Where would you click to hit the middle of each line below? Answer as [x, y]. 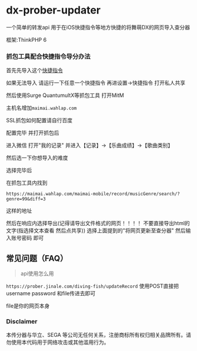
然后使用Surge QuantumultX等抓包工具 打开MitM [65, 95]
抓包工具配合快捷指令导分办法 [49, 56]
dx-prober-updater [54, 10]
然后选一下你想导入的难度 [37, 158]
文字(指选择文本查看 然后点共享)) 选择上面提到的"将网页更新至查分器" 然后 [96, 230]
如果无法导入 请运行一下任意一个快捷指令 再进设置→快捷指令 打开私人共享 [96, 83]
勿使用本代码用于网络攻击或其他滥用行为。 [58, 342]
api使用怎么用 [37, 273]
